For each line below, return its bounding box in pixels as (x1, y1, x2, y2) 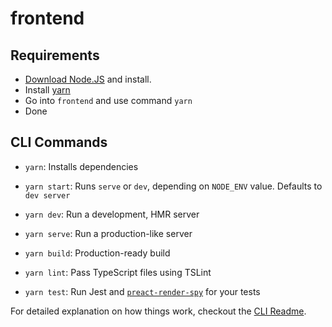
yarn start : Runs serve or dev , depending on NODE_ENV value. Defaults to (24, 180, 323, 192)
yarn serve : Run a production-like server (24, 227, 193, 239)
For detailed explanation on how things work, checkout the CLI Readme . (10, 305, 307, 317)
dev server (24, 190, 71, 201)
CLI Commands (10, 134, 108, 151)
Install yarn (24, 84, 71, 96)
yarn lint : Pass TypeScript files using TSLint (24, 266, 212, 278)
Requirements (10, 47, 100, 64)
